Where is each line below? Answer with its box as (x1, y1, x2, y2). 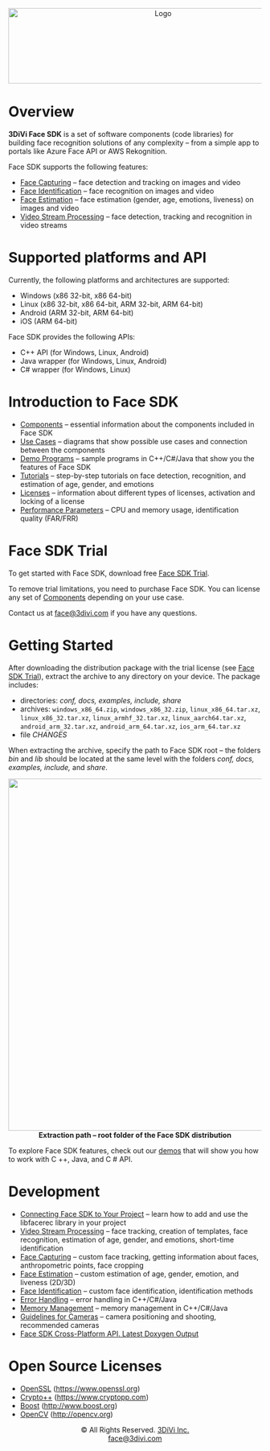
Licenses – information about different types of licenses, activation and (19, 488, 256, 497)
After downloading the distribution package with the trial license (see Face (8, 662, 255, 672)
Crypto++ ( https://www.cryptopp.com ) (19, 1392, 149, 1402)
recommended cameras (19, 1320, 100, 1329)
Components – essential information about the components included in (19, 419, 255, 429)
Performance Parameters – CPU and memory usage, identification (19, 505, 239, 514)
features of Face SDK (19, 462, 92, 472)
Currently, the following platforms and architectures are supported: (8, 274, 230, 285)
